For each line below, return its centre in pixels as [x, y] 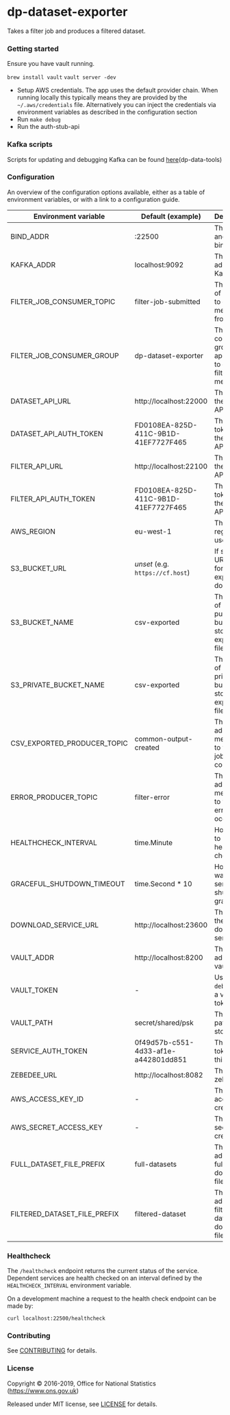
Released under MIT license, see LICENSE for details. [82, 1404]
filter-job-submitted [167, 301]
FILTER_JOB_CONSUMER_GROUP [65, 355]
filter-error [152, 797]
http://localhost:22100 [171, 466]
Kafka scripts [30, 145]
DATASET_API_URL [41, 401]
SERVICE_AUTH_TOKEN [49, 1051]
